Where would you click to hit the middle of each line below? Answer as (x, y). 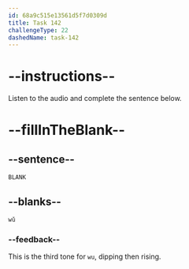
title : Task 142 (35, 23)
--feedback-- (34, 239)
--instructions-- (62, 77)
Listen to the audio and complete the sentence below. (95, 99)
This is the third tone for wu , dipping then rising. (85, 256)
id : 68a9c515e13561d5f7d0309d (58, 15)
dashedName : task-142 (44, 37)
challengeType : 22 (38, 30)
